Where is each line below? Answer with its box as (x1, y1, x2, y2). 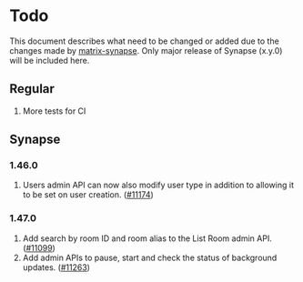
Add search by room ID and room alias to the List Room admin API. (22, 233, 273, 244)
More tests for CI (22, 106, 86, 116)
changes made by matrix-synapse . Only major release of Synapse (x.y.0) (9, 45, 283, 55)
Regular (9, 81, 55, 96)
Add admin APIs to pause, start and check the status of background (22, 252, 278, 263)
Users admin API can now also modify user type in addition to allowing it (22, 179, 294, 191)
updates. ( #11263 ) (22, 261, 91, 273)
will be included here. (9, 55, 90, 65)
